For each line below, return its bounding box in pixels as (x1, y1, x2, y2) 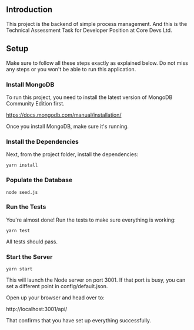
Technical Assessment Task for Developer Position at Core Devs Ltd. (6, 27, 172, 34)
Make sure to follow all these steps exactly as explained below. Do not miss (6, 59, 188, 67)
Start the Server (6, 253, 53, 261)
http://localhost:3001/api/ (6, 306, 68, 313)
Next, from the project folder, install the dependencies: (6, 151, 139, 158)
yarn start (6, 266, 33, 272)
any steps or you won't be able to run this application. (6, 65, 136, 72)
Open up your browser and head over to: (6, 294, 105, 301)
